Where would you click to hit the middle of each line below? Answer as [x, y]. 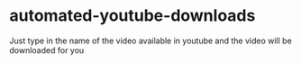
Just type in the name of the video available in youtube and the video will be [151, 41]
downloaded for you [47, 50]
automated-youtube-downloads [132, 16]
